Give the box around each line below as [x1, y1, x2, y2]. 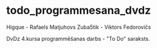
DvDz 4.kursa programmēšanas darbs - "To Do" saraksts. [6, 35, 150, 42]
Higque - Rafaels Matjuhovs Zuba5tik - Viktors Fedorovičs [6, 23, 152, 31]
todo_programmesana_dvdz [6, 4, 152, 17]
